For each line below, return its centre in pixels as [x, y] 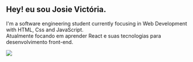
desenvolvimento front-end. [40, 42]
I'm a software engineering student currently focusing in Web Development [96, 23]
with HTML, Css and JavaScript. [45, 30]
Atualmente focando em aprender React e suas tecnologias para [84, 36]
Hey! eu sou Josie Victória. [56, 10]
